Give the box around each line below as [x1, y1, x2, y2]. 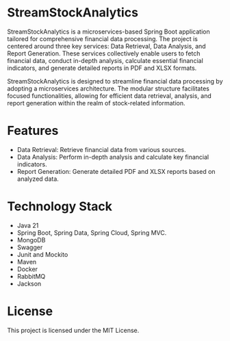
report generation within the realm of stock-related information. [7, 99, 186, 107]
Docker [16, 265, 38, 273]
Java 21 [16, 221, 39, 229]
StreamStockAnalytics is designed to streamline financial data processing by [7, 77, 223, 85]
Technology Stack [7, 199, 113, 214]
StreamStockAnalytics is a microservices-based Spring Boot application [7, 27, 210, 36]
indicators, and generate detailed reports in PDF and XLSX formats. [7, 64, 197, 72]
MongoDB [16, 236, 46, 244]
